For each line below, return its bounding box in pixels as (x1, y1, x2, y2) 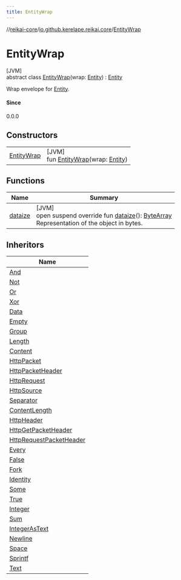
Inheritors (6, 239, 44, 250)
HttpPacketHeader (9, 367, 62, 375)
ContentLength (9, 406, 53, 415)
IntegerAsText (9, 525, 49, 533)
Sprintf (9, 554, 29, 562)
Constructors (6, 130, 58, 140)
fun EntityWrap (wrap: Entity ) (46, 155, 128, 163)
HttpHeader (9, 416, 43, 425)
